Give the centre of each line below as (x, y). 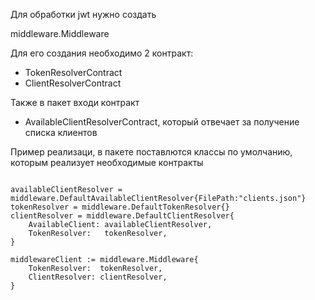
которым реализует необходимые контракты (107, 162)
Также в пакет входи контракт (75, 102)
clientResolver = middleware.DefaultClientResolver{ (122, 216)
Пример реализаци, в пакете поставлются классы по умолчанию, (151, 152)
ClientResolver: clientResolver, (98, 277)
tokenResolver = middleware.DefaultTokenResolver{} (120, 207)
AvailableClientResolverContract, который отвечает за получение (162, 122)
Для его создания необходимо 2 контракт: (102, 53)
